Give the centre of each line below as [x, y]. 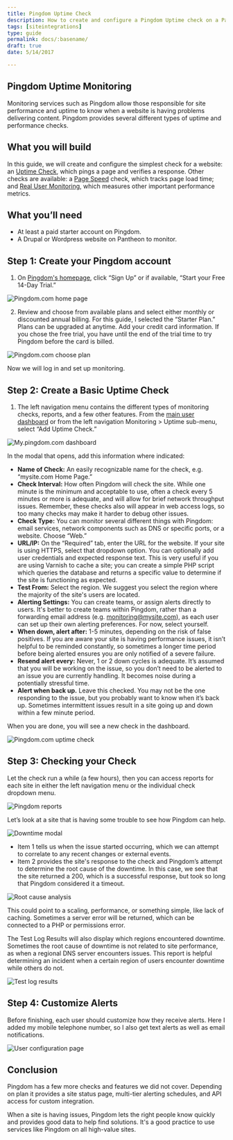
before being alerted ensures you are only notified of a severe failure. [116, 654]
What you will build [49, 147]
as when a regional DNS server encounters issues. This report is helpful [110, 953]
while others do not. [36, 968]
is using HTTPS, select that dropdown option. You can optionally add [115, 550]
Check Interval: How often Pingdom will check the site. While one [111, 484]
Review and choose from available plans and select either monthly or [116, 312]
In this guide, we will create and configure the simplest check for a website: [115, 164]
